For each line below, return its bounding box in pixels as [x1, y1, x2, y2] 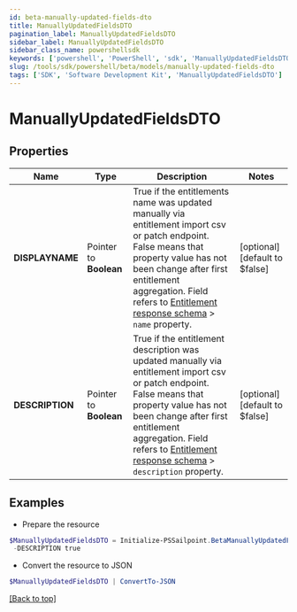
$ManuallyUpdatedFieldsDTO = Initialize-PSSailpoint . [9, 536, 212, 545]
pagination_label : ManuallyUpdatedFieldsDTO [9, 29, 176, 38]
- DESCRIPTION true [12, 544, 81, 554]
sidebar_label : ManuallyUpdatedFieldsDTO [9, 37, 164, 47]
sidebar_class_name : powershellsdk [9, 46, 141, 55]
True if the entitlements [132, 185, 230, 198]
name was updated [132, 196, 213, 208]
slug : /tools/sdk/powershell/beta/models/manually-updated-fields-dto [9, 63, 275, 72]
